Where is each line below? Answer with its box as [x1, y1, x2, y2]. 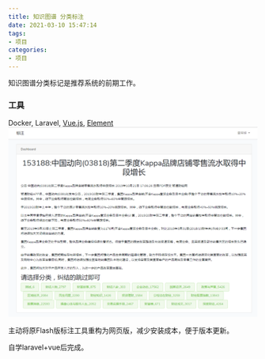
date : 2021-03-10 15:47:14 [8, 21, 97, 29]
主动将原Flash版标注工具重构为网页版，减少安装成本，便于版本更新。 [8, 325, 234, 335]
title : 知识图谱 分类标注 [8, 13, 85, 21]
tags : [8, 29, 26, 37]
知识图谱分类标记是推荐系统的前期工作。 [8, 78, 140, 87]
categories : [8, 46, 47, 55]
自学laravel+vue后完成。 [8, 342, 89, 352]
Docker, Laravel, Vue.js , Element [8, 119, 114, 128]
